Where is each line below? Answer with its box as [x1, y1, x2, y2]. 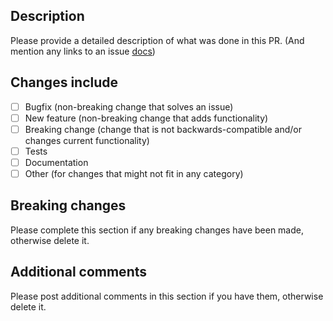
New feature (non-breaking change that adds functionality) [24, 112, 269, 124]
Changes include [10, 74, 119, 91]
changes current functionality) [24, 134, 150, 146]
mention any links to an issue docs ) [10, 45, 156, 57]
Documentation [24, 156, 89, 168]
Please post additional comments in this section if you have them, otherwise [10, 290, 324, 302]
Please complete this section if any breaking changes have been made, [10, 224, 304, 236]
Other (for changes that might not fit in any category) [24, 167, 244, 179]
